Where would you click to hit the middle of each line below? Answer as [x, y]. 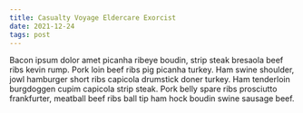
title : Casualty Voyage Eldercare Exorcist [93, 18]
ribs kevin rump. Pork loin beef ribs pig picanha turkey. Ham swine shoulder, [152, 70]
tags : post [30, 34]
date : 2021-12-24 [42, 26]
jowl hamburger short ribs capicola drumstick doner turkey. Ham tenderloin [150, 80]
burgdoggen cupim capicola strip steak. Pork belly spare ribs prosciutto [143, 89]
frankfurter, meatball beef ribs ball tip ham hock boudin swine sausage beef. [152, 99]
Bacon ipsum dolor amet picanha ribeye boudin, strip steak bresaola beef [147, 61]
